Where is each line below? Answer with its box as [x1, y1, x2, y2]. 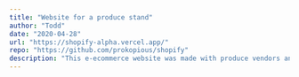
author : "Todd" [9, 21, 66, 30]
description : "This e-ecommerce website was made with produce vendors [9, 54, 280, 63]
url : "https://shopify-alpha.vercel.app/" [9, 37, 169, 47]
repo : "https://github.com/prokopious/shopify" [9, 46, 190, 55]
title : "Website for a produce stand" [9, 12, 153, 22]
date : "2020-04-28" [9, 29, 82, 38]
